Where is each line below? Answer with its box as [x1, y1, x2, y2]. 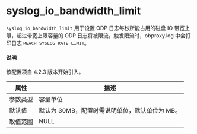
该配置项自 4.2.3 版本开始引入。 [6, 68, 84, 75]
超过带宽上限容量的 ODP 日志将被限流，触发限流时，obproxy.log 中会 [16, 31, 186, 39]
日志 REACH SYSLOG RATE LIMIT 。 [11, 39, 90, 46]
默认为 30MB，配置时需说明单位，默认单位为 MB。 [39, 107, 182, 115]
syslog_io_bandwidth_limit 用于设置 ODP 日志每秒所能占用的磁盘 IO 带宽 [6, 24, 185, 31]
